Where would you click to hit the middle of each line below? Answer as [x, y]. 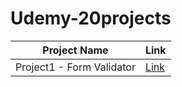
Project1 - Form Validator [75, 67]
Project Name [75, 50]
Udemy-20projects [91, 18]
